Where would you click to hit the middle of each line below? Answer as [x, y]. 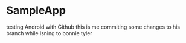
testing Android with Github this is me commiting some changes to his [93, 27]
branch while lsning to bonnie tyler [49, 33]
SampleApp [36, 10]
